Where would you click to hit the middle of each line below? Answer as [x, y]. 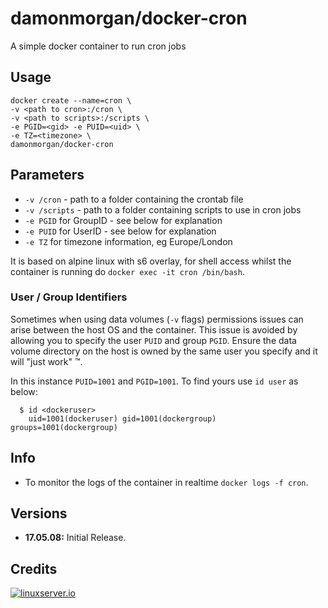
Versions [39, 513]
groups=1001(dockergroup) [64, 427]
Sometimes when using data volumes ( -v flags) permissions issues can [157, 319]
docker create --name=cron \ [71, 100]
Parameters [47, 175]
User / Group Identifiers [69, 297]
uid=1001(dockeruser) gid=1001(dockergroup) [122, 418]
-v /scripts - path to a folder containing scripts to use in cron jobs [163, 209]
